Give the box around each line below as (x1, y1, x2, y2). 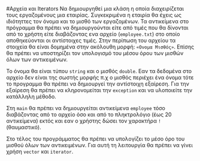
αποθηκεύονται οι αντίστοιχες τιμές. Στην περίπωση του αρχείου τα (6, 37, 176, 44)
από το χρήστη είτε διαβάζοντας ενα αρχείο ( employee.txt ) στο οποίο (6, 31, 180, 38)
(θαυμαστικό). (6, 124, 41, 130)
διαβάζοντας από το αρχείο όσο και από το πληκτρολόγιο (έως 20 (6, 111, 172, 118)
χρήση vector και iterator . (6, 148, 74, 155)
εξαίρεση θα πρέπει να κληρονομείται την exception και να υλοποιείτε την (6, 87, 193, 93)
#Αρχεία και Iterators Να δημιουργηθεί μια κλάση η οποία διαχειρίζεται (6, 5, 184, 12)
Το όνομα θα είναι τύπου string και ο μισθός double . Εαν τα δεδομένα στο (6, 68, 192, 74)
